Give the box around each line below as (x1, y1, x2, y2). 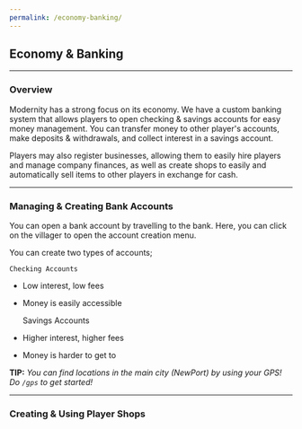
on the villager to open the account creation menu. (9, 230, 197, 241)
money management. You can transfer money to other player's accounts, (9, 123, 280, 134)
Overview (9, 83, 53, 96)
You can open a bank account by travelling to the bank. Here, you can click (9, 221, 288, 232)
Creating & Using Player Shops (9, 407, 146, 420)
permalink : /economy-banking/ (9, 13, 123, 22)
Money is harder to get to (22, 350, 117, 361)
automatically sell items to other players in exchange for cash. (9, 169, 238, 179)
